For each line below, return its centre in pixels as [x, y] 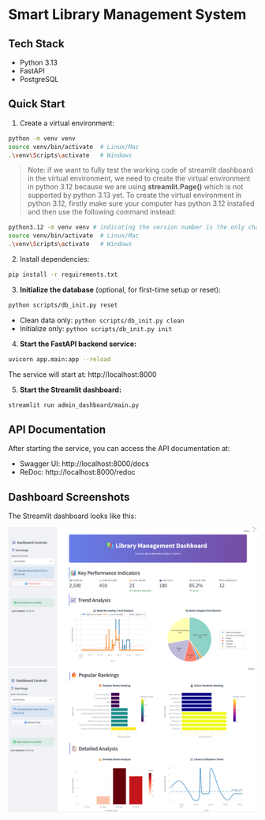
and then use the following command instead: [101, 212]
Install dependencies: [54, 259]
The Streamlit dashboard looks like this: [72, 516]
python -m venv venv [42, 138]
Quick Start [37, 104]
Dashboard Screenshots [69, 497]
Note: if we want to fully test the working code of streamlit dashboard [140, 170]
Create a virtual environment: [67, 123]
